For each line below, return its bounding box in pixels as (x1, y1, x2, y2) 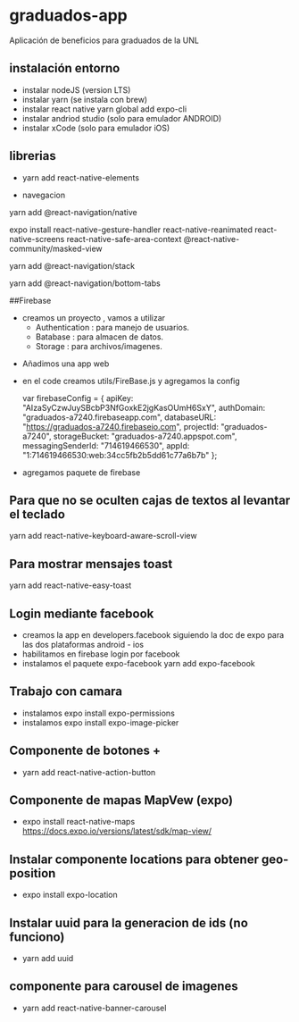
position (9, 866, 56, 881)
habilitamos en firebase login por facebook (21, 649, 180, 659)
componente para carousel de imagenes (9, 979, 238, 994)
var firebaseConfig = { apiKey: (21, 392, 134, 403)
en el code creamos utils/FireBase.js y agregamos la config (21, 375, 241, 386)
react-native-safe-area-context (66, 233, 182, 244)
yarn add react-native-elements (21, 172, 140, 183)
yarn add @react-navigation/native (9, 206, 137, 217)
